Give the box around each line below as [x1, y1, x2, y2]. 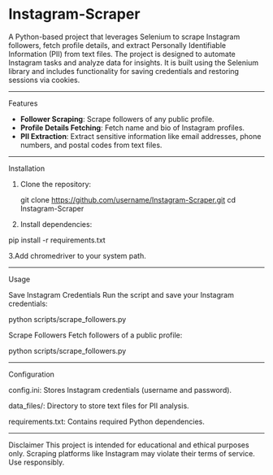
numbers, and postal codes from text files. [19, 140, 162, 150]
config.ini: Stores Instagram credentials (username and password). [8, 385, 232, 394]
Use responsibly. [8, 457, 65, 467]
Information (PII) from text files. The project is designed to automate [8, 49, 236, 59]
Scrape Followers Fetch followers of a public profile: [8, 330, 183, 340]
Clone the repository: [19, 179, 92, 189]
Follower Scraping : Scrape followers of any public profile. [19, 114, 214, 124]
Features [8, 98, 38, 108]
